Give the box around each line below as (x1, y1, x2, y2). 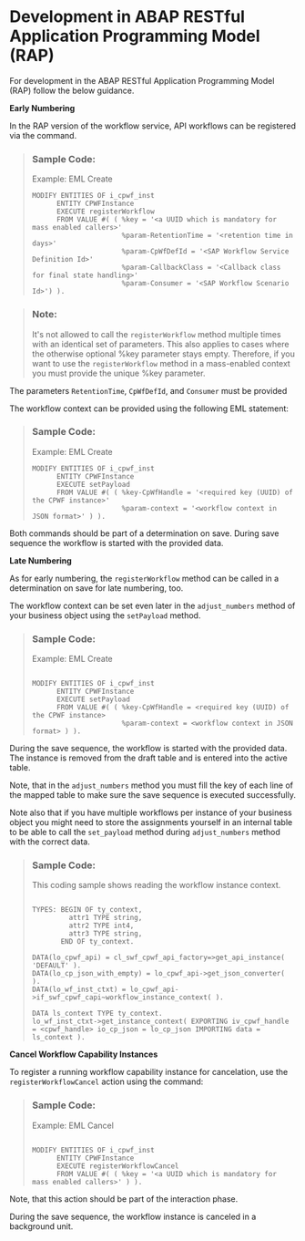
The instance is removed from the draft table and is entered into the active (9, 752, 289, 763)
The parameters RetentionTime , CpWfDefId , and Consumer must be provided (9, 385, 288, 396)
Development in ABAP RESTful (9, 6, 246, 27)
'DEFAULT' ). (31, 961, 82, 970)
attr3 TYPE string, (68, 929, 143, 938)
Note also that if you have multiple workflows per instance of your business (9, 807, 293, 818)
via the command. (9, 129, 77, 140)
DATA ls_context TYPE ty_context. (31, 1009, 163, 1019)
